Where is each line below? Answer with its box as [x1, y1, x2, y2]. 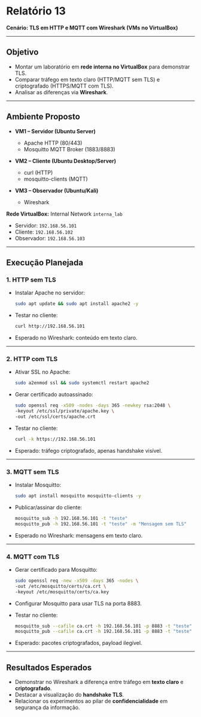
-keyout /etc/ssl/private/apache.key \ [14, 408, 115, 414]
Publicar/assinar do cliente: [14, 503, 83, 511]
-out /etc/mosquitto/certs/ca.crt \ [14, 583, 106, 589]
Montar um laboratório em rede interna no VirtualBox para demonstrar [14, 63, 190, 70]
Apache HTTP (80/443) [23, 139, 83, 147]
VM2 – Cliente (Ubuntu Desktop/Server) [14, 157, 117, 165]
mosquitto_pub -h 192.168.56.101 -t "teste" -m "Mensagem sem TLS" [14, 521, 187, 527]
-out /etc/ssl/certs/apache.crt [14, 413, 96, 420]
